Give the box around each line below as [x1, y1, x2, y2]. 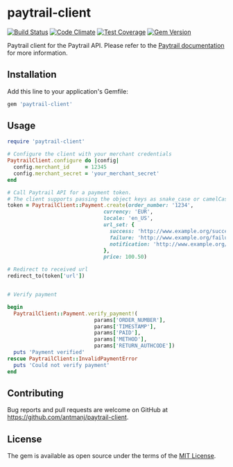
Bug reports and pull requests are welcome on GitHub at [7, 406, 169, 414]
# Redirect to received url [7, 266, 89, 273]
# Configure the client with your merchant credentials [7, 151, 172, 158]
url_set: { [103, 221, 135, 228]
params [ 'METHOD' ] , [94, 336, 148, 343]
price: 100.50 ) [103, 253, 148, 261]
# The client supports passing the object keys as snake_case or [7, 196, 200, 203]
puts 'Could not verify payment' [13, 362, 110, 368]
